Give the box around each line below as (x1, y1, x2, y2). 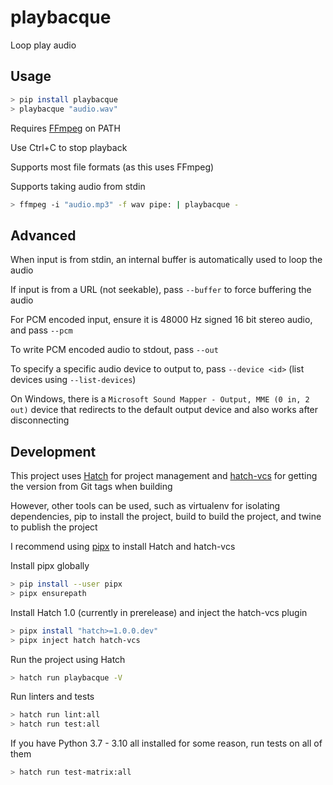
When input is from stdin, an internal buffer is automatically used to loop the (10, 254, 323, 266)
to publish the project (10, 521, 98, 533)
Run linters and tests (10, 691, 95, 703)
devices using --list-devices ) (10, 374, 137, 386)
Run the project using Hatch (10, 653, 126, 665)
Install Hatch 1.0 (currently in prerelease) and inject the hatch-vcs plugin (10, 606, 308, 618)
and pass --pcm (10, 324, 73, 336)
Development (10, 443, 97, 460)
